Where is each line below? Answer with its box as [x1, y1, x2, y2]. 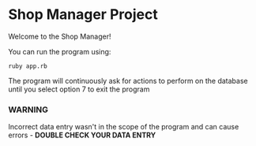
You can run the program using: [8, 47, 111, 56]
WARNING [8, 104, 49, 115]
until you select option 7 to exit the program [8, 84, 150, 94]
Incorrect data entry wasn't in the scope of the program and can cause [8, 122, 239, 132]
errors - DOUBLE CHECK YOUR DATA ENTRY [8, 130, 156, 140]
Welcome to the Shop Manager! [8, 32, 111, 41]
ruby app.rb [8, 62, 47, 70]
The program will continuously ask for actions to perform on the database [8, 76, 248, 85]
